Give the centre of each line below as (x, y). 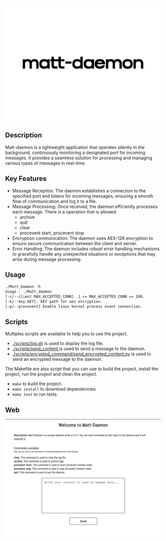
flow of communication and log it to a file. (55, 201)
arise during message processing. (47, 259)
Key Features (26, 179)
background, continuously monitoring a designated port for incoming (75, 152)
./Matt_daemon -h (23, 287)
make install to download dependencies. (55, 389)
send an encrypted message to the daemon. (57, 359)
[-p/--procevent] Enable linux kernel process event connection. (74, 307)
